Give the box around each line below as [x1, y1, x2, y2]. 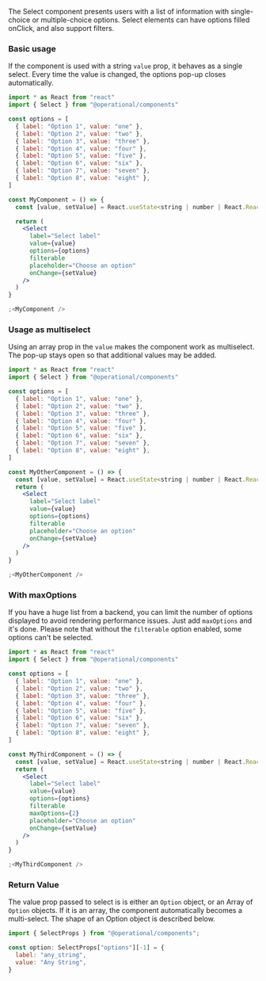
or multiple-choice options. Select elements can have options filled [32, 15, 250, 25]
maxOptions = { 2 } [28, 809, 80, 817]
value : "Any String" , [15, 958, 87, 966]
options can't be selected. [8, 633, 93, 643]
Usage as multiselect [8, 324, 91, 335]
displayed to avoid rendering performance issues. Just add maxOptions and [8, 616, 253, 625]
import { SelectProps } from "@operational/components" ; [8, 929, 200, 937]
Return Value [8, 879, 59, 890]
